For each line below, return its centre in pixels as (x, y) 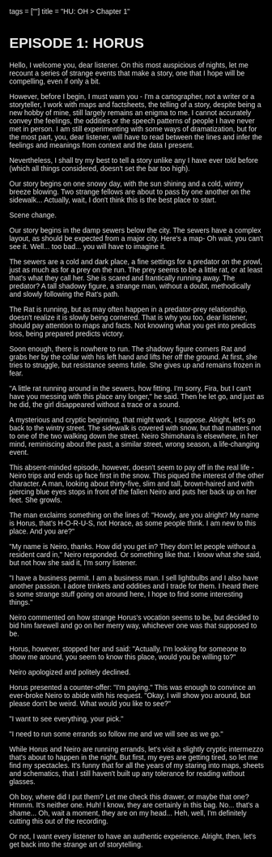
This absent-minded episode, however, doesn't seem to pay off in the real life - (132, 467)
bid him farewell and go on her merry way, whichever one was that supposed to (133, 625)
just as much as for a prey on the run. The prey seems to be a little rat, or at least (136, 270)
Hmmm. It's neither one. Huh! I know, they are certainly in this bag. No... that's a (134, 805)
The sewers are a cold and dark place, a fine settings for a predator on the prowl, (136, 261)
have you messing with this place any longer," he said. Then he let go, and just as (137, 396)
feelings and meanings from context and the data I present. (102, 145)
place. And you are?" (42, 531)
